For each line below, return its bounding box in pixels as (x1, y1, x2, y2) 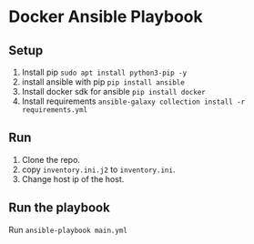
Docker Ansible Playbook (8, 6, 204, 27)
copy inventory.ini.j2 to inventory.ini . (21, 164, 176, 175)
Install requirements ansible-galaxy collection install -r (21, 96, 246, 107)
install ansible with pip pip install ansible (21, 76, 186, 87)
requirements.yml (21, 106, 88, 115)
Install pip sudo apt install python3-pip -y (21, 66, 188, 77)
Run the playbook (8, 200, 110, 216)
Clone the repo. (21, 154, 81, 165)
